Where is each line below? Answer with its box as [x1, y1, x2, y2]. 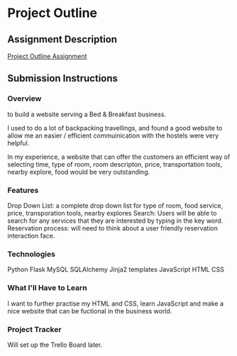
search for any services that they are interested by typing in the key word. [7, 216, 224, 225]
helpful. [7, 138, 30, 147]
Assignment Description [7, 33, 118, 45]
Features [7, 185, 39, 195]
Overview [7, 94, 42, 104]
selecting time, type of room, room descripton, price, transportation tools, [7, 160, 223, 168]
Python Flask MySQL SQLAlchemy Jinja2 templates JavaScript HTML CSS [7, 265, 225, 274]
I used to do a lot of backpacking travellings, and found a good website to [7, 123, 223, 132]
